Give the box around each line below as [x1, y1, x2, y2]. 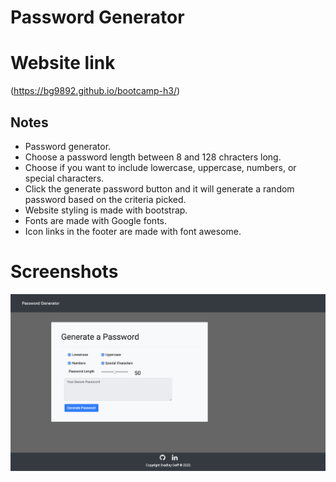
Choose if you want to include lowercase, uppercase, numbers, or [24, 161, 297, 173]
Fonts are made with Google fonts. [24, 214, 167, 226]
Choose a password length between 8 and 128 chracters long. [24, 151, 282, 163]
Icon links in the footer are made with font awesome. [24, 225, 242, 237]
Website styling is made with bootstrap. [24, 204, 188, 216]
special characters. [24, 172, 105, 184]
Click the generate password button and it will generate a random [24, 182, 295, 195]
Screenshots [10, 261, 119, 283]
